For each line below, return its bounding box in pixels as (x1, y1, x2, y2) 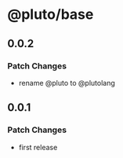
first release (18, 142, 58, 152)
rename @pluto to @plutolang (18, 78, 115, 87)
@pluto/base (7, 6, 94, 24)
